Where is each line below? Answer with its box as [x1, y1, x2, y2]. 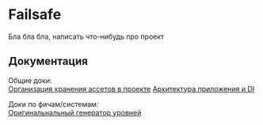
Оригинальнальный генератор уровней [8, 108, 142, 117]
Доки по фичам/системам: [8, 99, 99, 108]
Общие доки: [8, 75, 52, 85]
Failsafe [8, 6, 62, 24]
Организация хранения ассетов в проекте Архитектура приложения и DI [8, 84, 255, 93]
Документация [8, 55, 89, 68]
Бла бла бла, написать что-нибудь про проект [8, 32, 165, 41]
